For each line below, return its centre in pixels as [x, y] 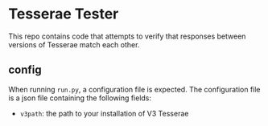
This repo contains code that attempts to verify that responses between [127, 36]
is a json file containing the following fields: [80, 98]
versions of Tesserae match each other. [74, 44]
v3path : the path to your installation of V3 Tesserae [104, 113]
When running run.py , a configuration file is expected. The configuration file [134, 89]
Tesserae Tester [64, 14]
